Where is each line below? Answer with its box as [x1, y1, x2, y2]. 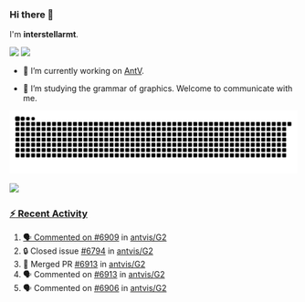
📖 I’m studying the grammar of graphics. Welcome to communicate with [22, 83, 293, 94]
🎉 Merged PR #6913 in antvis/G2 [22, 259, 146, 270]
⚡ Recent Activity [9, 207, 89, 220]
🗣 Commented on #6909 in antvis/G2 [22, 232, 167, 243]
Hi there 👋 [9, 8, 55, 21]
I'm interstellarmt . [9, 29, 79, 40]
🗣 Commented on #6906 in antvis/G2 [22, 283, 167, 294]
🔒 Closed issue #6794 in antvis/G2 [22, 245, 153, 256]
